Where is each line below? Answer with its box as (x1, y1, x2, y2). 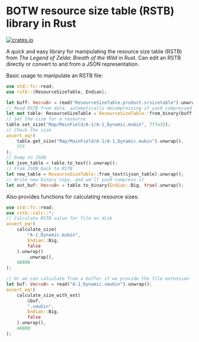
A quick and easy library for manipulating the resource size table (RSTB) (6, 47, 182, 55)
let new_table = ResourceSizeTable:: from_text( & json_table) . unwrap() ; (6, 171, 184, 177)
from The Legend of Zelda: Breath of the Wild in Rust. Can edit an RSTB (6, 54, 181, 61)
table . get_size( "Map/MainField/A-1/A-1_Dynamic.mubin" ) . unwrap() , (17, 138, 184, 144)
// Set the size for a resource (6, 116, 86, 122)
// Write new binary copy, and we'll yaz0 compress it (6, 177, 145, 183)
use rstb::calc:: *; (6, 210, 54, 216)
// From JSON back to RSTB (6, 166, 73, 172)
